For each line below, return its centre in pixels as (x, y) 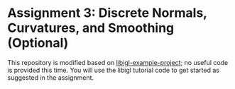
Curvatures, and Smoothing (91, 28)
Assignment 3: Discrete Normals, (107, 13)
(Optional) (38, 43)
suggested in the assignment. (51, 77)
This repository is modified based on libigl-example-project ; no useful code (118, 62)
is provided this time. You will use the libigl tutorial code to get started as (114, 70)
